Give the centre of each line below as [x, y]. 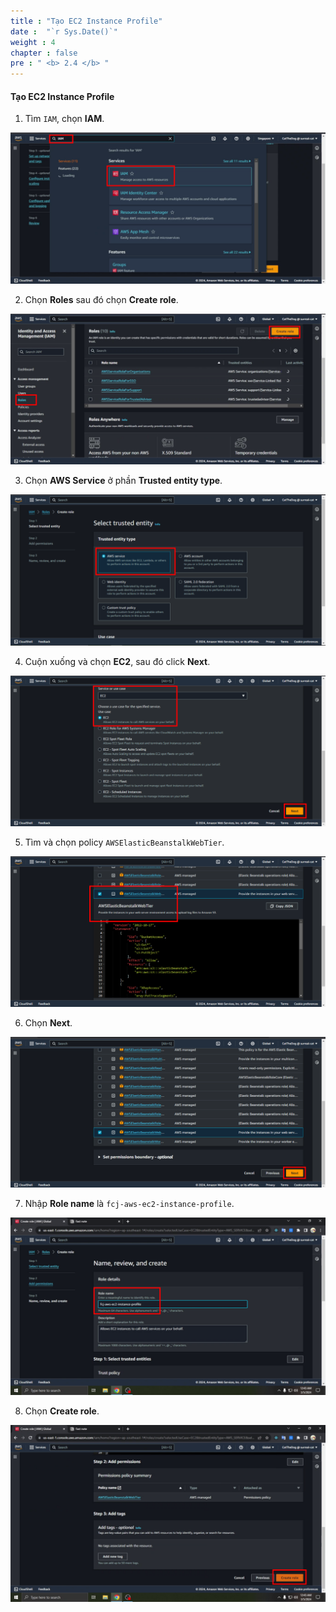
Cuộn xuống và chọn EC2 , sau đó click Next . [117, 662]
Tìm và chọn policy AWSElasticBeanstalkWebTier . [124, 842]
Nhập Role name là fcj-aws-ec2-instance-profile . [129, 1204]
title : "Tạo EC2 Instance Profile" [86, 21]
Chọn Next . [48, 1022]
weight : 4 [33, 42]
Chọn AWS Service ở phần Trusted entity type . [123, 481]
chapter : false [44, 53]
